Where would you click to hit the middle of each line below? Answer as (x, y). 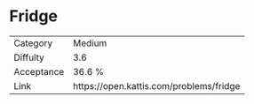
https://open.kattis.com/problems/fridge (156, 85)
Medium (90, 43)
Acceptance (39, 71)
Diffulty (29, 57)
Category (33, 43)
